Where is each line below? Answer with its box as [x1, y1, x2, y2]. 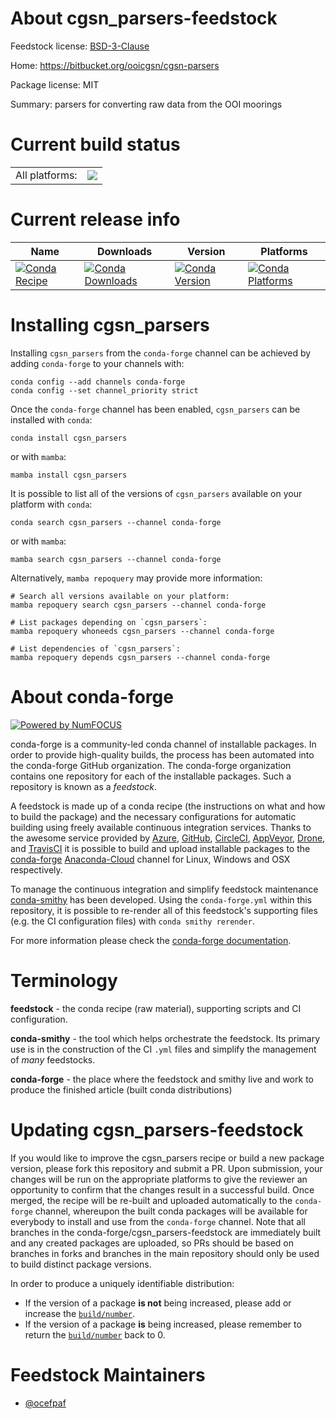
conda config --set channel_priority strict [10, 385, 199, 396]
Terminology [10, 969, 118, 992]
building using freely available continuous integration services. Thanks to [10, 821, 312, 833]
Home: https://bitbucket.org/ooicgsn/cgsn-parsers [10, 59, 220, 71]
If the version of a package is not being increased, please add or [24, 1297, 292, 1309]
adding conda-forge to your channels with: [10, 357, 185, 369]
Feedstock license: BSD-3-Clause [10, 40, 150, 52]
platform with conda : [10, 498, 93, 510]
